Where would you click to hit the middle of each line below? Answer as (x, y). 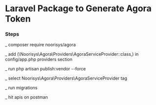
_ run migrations (21, 88)
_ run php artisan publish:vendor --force (45, 69)
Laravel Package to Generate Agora (78, 9)
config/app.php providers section (39, 60)
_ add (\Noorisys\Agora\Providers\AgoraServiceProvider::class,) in (72, 54)
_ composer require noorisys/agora (40, 45)
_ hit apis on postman (26, 97)
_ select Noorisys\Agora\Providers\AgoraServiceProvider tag (66, 78)
